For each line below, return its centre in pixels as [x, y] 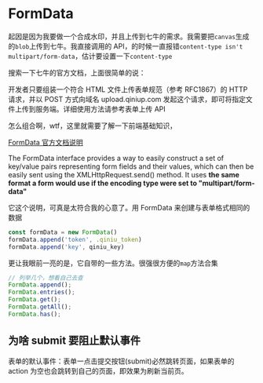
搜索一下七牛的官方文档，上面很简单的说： [77, 72]
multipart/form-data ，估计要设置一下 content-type [90, 56]
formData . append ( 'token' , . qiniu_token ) [75, 239]
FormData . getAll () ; [40, 307]
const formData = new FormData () [63, 232]
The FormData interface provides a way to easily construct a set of [116, 158]
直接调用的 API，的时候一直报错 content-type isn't [160, 46]
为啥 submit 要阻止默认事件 [75, 341]
